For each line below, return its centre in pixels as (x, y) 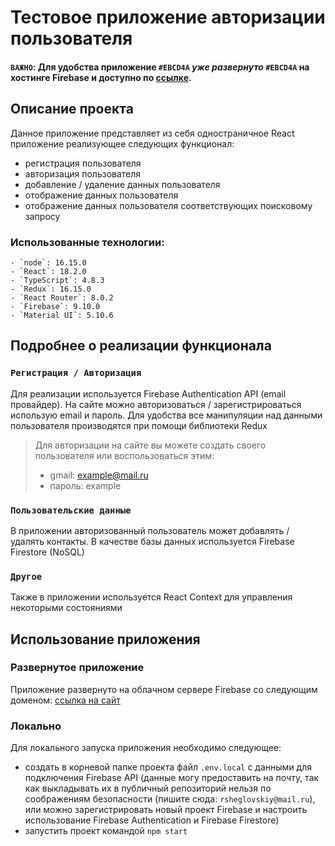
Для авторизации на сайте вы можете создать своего (150, 445)
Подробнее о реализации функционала (141, 346)
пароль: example (85, 485)
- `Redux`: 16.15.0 (51, 289)
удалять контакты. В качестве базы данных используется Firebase (152, 541)
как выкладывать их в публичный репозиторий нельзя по (148, 788)
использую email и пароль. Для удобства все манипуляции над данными (166, 415)
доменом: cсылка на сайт (65, 700)
